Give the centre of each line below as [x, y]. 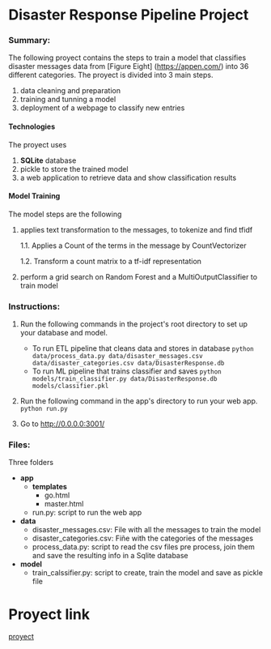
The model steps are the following [65, 214]
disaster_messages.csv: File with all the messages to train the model [146, 530]
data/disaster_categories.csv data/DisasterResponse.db [128, 363]
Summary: [30, 41]
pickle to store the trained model [74, 169]
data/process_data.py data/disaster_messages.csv [118, 357]
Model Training [34, 196]
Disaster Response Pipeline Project [129, 15]
